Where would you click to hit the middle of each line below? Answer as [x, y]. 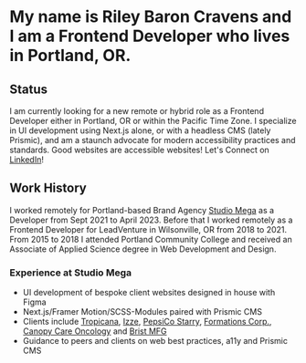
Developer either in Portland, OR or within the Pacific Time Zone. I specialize [153, 121]
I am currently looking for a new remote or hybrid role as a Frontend [137, 111]
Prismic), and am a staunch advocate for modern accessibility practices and [153, 140]
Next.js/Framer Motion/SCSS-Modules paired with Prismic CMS [142, 312]
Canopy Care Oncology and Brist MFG [95, 331]
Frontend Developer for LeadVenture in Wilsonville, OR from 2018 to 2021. [148, 229]
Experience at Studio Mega [71, 273]
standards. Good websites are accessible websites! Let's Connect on [139, 150]
